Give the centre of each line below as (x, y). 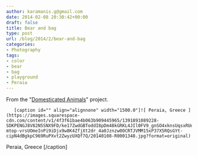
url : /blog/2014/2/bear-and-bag (46, 39)
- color (16, 61)
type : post (19, 34)
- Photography (24, 50)
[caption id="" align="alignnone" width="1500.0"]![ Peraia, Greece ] (103, 110)
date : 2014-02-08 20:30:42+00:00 (47, 17)
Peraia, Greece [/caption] (37, 147)
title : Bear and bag (32, 28)
